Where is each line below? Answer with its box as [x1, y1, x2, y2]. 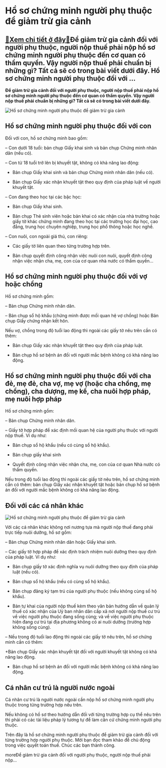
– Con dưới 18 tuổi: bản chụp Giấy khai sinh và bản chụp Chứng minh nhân [5, 145, 157, 151]
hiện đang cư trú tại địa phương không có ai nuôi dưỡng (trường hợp [12, 619, 151, 625]
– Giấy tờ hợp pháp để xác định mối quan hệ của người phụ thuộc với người [5, 427, 159, 433]
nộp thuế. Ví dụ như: [5, 432, 47, 438]
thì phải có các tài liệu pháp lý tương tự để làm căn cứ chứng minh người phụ [5, 717, 162, 723]
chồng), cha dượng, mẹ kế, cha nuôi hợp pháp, [5, 387, 151, 396]
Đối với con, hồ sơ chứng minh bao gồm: [5, 135, 88, 141]
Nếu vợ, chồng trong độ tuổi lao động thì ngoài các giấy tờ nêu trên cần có [5, 327, 158, 333]
